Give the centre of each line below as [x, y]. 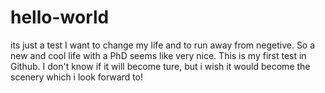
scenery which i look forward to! [77, 77]
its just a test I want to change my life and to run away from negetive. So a [163, 45]
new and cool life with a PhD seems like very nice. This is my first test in [158, 55]
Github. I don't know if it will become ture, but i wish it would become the [160, 66]
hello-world [60, 17]
